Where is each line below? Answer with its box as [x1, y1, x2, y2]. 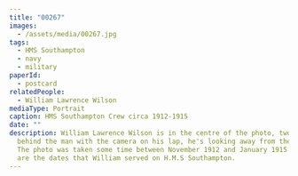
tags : [9, 37, 29, 47]
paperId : [9, 71, 42, 80]
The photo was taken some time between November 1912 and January [17, 145, 268, 154]
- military [17, 63, 58, 72]
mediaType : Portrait [9, 104, 86, 113]
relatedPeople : [9, 87, 66, 96]
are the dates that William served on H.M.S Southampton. [17, 153, 237, 163]
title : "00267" [9, 12, 66, 22]
